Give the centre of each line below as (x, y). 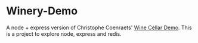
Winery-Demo (42, 11)
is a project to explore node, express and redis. (64, 33)
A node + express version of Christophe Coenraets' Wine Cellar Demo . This (99, 27)
